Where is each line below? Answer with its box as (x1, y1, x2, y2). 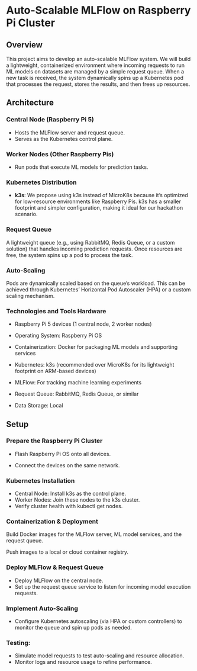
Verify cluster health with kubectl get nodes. (14, 503, 123, 510)
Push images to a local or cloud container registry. (6, 548, 129, 556)
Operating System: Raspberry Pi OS (14, 332, 102, 339)
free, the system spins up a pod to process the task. (6, 251, 133, 258)
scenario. (14, 211, 38, 218)
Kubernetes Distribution (6, 178, 77, 187)
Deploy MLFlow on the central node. (14, 577, 104, 584)
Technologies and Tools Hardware (6, 307, 106, 315)
